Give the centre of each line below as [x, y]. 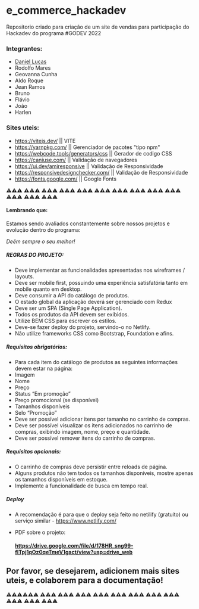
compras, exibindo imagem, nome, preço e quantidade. [82, 431]
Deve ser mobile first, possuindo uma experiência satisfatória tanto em [101, 282]
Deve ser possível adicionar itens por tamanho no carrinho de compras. [102, 419]
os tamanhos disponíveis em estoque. [61, 479]
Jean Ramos [30, 87]
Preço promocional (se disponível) [57, 400]
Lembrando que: [27, 210]
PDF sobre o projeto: [40, 532]
